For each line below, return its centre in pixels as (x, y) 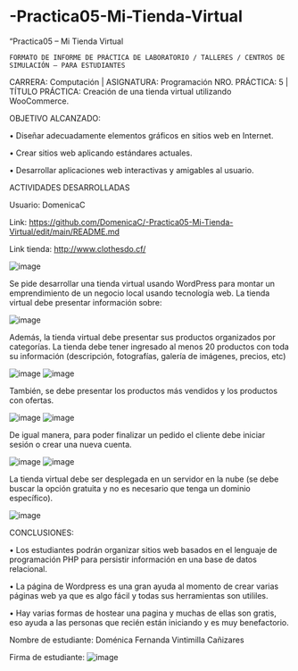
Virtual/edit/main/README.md (65, 231)
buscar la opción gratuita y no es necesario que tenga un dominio (130, 488)
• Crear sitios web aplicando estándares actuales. (101, 153)
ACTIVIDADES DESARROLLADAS (70, 187)
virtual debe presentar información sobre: (86, 302)
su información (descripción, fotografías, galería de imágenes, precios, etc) (148, 356)
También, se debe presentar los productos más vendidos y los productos (144, 390)
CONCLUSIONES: (41, 533)
